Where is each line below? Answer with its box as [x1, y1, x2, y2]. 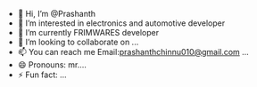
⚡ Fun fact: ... [17, 69, 67, 80]
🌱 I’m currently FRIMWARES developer [17, 28, 160, 37]
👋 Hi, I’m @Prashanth [17, 9, 96, 19]
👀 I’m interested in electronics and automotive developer [17, 18, 226, 28]
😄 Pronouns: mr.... [17, 59, 87, 70]
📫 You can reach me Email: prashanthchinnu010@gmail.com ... [17, 47, 250, 57]
